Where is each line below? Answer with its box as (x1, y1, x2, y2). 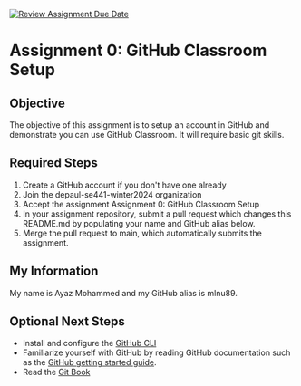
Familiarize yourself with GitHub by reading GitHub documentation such (22, 347, 291, 358)
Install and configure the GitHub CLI (22, 338, 157, 349)
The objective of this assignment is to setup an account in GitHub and (9, 120, 270, 130)
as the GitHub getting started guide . (22, 357, 157, 368)
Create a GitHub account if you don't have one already (22, 179, 227, 190)
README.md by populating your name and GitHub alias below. (22, 217, 256, 228)
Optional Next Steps (9, 314, 125, 330)
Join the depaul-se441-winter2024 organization (22, 188, 202, 199)
